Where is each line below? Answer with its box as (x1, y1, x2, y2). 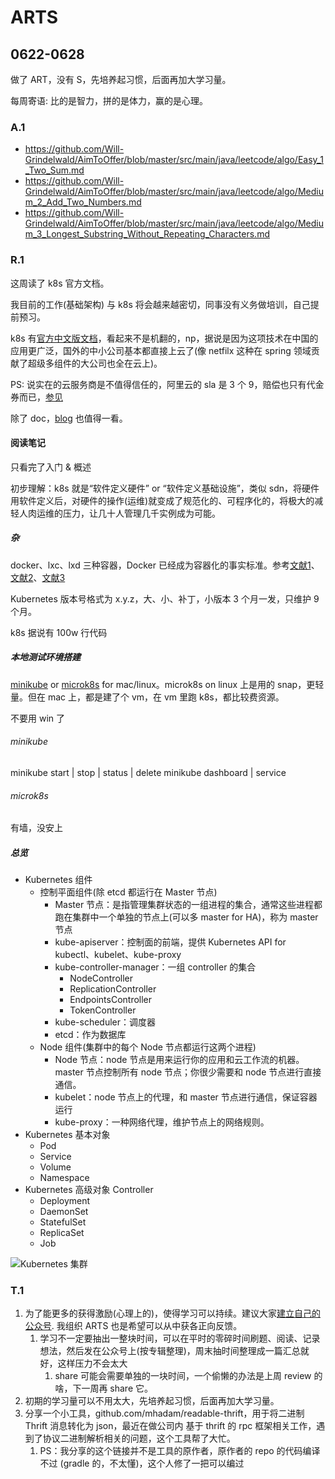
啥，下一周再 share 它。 (54, 1382, 153, 1395)
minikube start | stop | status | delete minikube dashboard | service (10, 766, 287, 778)
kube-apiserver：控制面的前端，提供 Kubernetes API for (54, 936, 287, 948)
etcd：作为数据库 (54, 1029, 127, 1041)
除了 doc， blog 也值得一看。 (10, 412, 128, 424)
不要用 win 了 (10, 712, 65, 724)
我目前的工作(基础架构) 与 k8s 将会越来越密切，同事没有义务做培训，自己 (10, 298, 311, 310)
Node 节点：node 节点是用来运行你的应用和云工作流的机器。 (54, 1054, 305, 1066)
